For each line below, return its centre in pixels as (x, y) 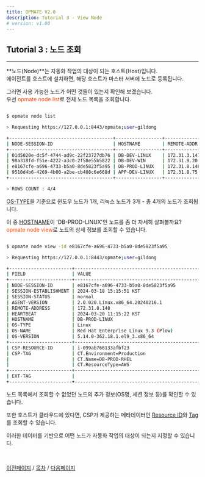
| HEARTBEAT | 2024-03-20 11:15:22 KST (73, 314)
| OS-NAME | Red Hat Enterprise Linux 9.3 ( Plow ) (90, 331)
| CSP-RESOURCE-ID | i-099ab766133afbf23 (68, 348)
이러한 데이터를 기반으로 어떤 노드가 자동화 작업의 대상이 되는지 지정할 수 (92, 435)
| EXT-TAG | (41, 376)
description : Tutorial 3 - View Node (54, 18)
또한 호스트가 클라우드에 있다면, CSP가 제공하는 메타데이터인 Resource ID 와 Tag (103, 415)
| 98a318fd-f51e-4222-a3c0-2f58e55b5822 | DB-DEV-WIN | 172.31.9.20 (102, 161)
